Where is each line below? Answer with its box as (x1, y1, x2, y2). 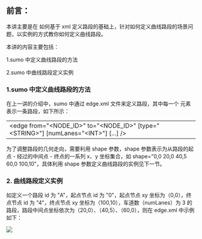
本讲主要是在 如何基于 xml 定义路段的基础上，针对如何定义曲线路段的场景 (6, 23, 188, 30)
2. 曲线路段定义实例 (6, 177, 63, 185)
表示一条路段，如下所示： (6, 108, 70, 115)
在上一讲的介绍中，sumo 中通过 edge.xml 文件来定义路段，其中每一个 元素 (6, 100, 191, 107)
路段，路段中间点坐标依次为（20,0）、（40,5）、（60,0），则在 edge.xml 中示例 (6, 206, 195, 214)
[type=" (137, 122, 160, 130)
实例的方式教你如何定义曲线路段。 (22, 30, 106, 37)
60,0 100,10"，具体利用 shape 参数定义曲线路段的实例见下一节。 (6, 160, 165, 167)
